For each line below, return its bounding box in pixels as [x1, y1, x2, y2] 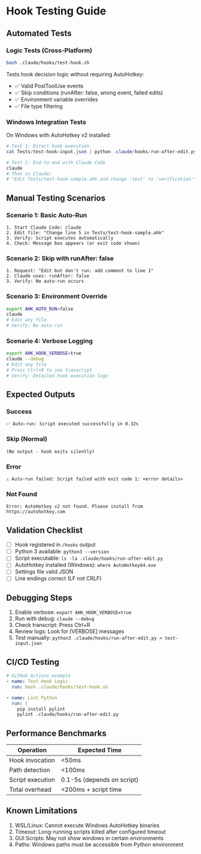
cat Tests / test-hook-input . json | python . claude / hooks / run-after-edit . [6, 148, 191, 154]
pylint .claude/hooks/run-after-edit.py [17, 712, 119, 718]
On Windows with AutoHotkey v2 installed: [6, 132, 112, 139]
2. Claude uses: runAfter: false [6, 273, 90, 279]
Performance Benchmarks [6, 728, 106, 738]
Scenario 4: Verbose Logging [6, 337, 93, 345]
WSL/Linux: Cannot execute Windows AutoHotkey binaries [14, 822, 160, 829]
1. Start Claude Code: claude [6, 224, 82, 231]
